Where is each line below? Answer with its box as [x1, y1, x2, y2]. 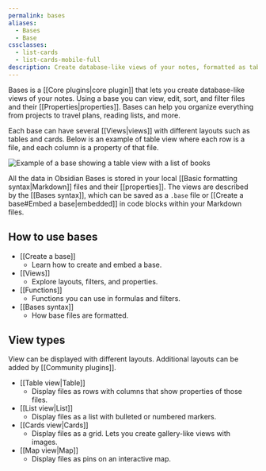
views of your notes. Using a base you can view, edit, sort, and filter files [8, 93, 245, 103]
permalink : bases [8, 11, 66, 20]
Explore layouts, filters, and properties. [31, 276, 158, 286]
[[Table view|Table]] [19, 378, 85, 388]
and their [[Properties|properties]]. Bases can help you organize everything [8, 102, 254, 111]
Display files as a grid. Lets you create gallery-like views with [31, 429, 231, 438]
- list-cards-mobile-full [15, 56, 101, 64]
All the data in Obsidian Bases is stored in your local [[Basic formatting [8, 173, 237, 183]
